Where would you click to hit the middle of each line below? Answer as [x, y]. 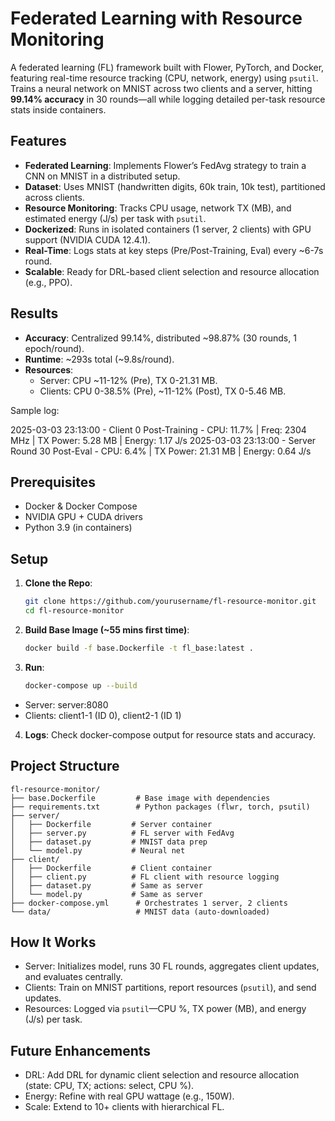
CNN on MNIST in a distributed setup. [102, 176]
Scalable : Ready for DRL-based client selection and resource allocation [172, 271]
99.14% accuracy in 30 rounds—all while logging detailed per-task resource [168, 99]
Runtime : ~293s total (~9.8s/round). [99, 359]
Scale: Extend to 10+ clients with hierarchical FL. [124, 1107]
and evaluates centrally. [73, 977]
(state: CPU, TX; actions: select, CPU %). [109, 1086]
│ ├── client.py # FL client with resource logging [145, 877]
